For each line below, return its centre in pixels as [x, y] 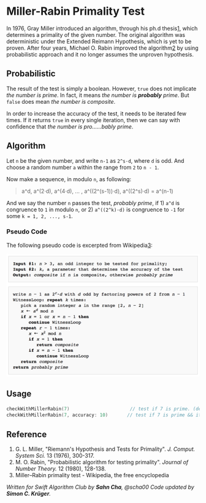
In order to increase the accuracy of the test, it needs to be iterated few [97, 113]
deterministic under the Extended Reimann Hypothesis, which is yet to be [99, 41]
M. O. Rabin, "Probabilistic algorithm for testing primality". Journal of [102, 462]
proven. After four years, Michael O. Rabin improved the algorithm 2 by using [102, 48]
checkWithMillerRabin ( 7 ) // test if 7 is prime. [98, 409]
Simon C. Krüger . [29, 494]
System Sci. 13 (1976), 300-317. [55, 456]
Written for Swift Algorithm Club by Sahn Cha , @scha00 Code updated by [100, 487]
